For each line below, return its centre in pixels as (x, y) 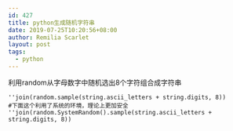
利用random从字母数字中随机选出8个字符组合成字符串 (95, 82)
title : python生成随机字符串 (52, 23)
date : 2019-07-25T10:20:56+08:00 (63, 30)
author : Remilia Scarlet (49, 37)
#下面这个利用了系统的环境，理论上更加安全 (68, 106)
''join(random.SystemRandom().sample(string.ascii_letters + (110, 112)
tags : (17, 52)
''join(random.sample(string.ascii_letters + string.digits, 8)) (117, 97)
